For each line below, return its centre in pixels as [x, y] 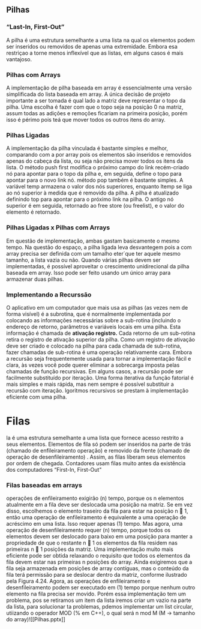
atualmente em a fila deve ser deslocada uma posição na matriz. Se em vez [100, 505]
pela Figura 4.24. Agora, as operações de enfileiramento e [78, 581]
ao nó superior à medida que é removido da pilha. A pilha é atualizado [92, 193]
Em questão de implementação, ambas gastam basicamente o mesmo [93, 241]
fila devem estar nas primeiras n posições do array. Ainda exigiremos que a [99, 562]
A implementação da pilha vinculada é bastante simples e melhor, [87, 148]
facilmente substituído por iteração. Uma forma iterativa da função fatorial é [100, 378]
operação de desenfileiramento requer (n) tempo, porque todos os [88, 530]
